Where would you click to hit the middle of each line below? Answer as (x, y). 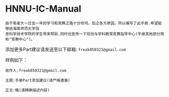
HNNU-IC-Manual (43, 9)
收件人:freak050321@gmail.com (36, 70)
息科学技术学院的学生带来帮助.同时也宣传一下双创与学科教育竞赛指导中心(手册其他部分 (83, 34)
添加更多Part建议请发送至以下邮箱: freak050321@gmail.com (66, 49)
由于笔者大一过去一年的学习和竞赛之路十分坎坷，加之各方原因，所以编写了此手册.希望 (82, 23)
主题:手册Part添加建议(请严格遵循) (38, 80)
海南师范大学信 (26, 28)
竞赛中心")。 (23, 39)
